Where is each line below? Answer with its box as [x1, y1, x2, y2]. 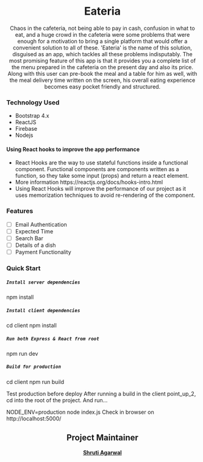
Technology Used [6, 98, 60, 106]
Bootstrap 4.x [15, 112, 50, 120]
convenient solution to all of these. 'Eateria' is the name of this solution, [13, 44, 192, 51]
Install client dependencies [6, 307, 80, 313]
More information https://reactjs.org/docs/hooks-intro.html [15, 178, 163, 186]
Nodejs [15, 131, 34, 139]
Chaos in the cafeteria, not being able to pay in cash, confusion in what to [10, 24, 195, 32]
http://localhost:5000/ [6, 414, 62, 422]
